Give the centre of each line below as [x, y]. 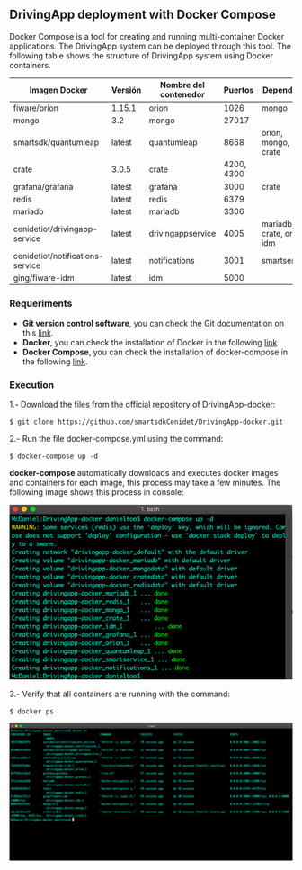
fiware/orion [36, 108]
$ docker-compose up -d [54, 456]
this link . [38, 333]
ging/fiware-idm [44, 277]
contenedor [182, 94]
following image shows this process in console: [97, 492]
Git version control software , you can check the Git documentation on [153, 323]
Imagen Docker [58, 90]
